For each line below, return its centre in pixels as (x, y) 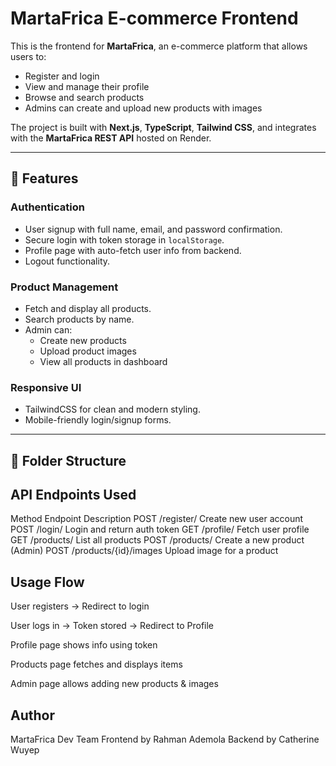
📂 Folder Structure (68, 460)
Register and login (62, 76)
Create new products (83, 340)
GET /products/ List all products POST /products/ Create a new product (157, 540)
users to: (28, 56)
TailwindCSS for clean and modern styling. (112, 409)
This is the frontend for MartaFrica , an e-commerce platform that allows (159, 46)
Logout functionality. (67, 261)
